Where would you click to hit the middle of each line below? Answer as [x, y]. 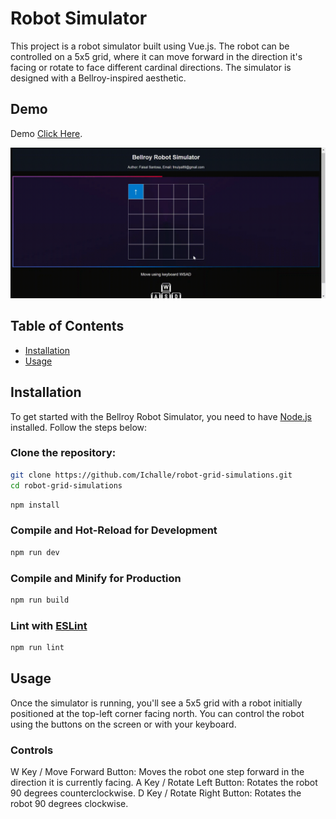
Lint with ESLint [49, 625]
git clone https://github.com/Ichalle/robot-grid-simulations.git [151, 475]
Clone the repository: [63, 453]
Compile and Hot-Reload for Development [114, 530]
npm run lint [37, 648]
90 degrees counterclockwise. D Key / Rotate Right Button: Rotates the [156, 793]
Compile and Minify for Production [96, 578]
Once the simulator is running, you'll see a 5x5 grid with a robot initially [156, 703]
